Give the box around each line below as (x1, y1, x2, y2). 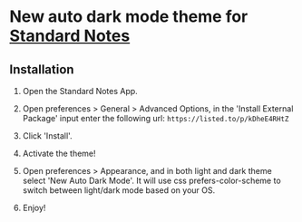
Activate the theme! (22, 148, 97, 159)
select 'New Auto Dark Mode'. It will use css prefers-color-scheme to (22, 175, 281, 186)
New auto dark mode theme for (9, 6, 248, 27)
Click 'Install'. (22, 130, 73, 141)
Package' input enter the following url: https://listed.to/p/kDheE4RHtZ (22, 113, 289, 123)
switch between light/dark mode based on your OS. (22, 185, 216, 196)
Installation (9, 62, 74, 77)
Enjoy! (22, 202, 46, 213)
